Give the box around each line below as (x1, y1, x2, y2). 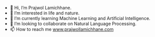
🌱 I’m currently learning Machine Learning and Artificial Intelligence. (10, 15, 150, 21)
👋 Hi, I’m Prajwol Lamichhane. (10, 5, 72, 10)
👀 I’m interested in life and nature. (10, 10, 80, 16)
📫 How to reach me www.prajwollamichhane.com (10, 26, 114, 32)
